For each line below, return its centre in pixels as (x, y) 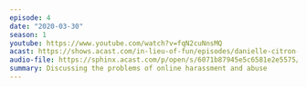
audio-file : (32, 60)
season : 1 (28, 34)
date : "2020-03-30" (47, 26)
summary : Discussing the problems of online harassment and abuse (138, 69)
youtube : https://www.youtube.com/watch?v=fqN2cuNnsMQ (116, 43)
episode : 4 (30, 18)
